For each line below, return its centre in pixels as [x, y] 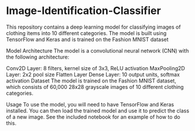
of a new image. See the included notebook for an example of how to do [93, 117]
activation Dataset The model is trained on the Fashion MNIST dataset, [91, 81]
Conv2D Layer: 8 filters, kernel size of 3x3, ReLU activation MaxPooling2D [96, 68]
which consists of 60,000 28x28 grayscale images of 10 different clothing [95, 87]
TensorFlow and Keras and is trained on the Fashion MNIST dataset [87, 39]
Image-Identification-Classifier [83, 11]
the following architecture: [37, 57]
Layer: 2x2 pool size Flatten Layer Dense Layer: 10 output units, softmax [93, 74]
